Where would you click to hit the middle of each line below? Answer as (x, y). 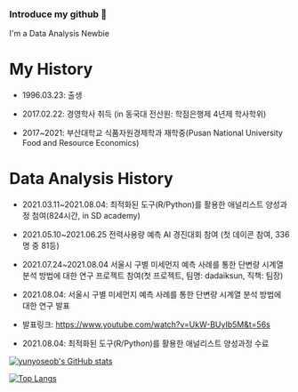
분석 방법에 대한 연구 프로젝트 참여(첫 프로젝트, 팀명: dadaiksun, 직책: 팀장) (153, 276)
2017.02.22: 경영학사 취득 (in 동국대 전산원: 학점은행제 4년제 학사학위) (144, 114)
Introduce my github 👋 (58, 14)
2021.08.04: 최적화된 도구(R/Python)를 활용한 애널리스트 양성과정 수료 (145, 344)
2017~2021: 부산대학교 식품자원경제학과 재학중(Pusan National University (152, 133)
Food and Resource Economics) (81, 143)
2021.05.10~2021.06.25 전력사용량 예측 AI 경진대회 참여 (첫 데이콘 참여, (147, 235)
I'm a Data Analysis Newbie (59, 34)
